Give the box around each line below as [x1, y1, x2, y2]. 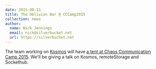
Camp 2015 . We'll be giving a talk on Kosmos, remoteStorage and [5, 54, 139, 60]
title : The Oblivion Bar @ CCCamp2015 [5, 12, 85, 17]
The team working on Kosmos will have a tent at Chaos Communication [5, 48, 151, 55]
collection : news [5, 16, 41, 21]
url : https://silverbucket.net [9, 35, 75, 40]
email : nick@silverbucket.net [9, 30, 72, 35]
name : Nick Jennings [9, 26, 52, 31]
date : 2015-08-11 [5, 7, 41, 12]
